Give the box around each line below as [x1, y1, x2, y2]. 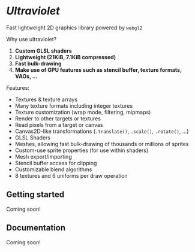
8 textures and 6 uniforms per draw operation [14, 172, 128, 179]
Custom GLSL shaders [14, 47, 72, 54]
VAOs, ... [14, 72, 38, 80]
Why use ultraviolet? [6, 35, 57, 42]
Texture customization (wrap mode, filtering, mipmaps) [14, 108, 151, 116]
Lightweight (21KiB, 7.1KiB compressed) [14, 53, 116, 60]
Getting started [6, 190, 65, 200]
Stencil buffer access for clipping [14, 159, 97, 166]
